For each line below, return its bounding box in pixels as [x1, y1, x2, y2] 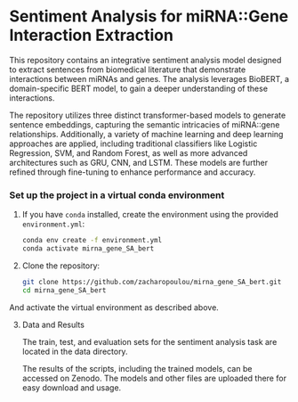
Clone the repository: [21, 260, 101, 271]
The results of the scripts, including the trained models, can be [21, 363, 253, 373]
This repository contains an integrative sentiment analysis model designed [9, 54, 282, 65]
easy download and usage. [21, 381, 122, 393]
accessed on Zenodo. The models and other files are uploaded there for [21, 373, 287, 383]
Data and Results [21, 319, 85, 330]
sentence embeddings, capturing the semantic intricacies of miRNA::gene [9, 119, 280, 130]
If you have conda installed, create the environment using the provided [21, 209, 278, 220]
